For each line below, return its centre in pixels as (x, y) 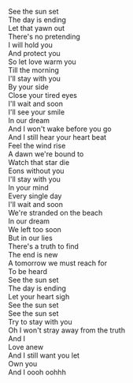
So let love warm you (42, 62)
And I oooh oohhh (37, 372)
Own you (23, 364)
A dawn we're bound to (46, 154)
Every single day (35, 196)
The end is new (33, 255)
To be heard (28, 271)
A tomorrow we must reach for (58, 263)
